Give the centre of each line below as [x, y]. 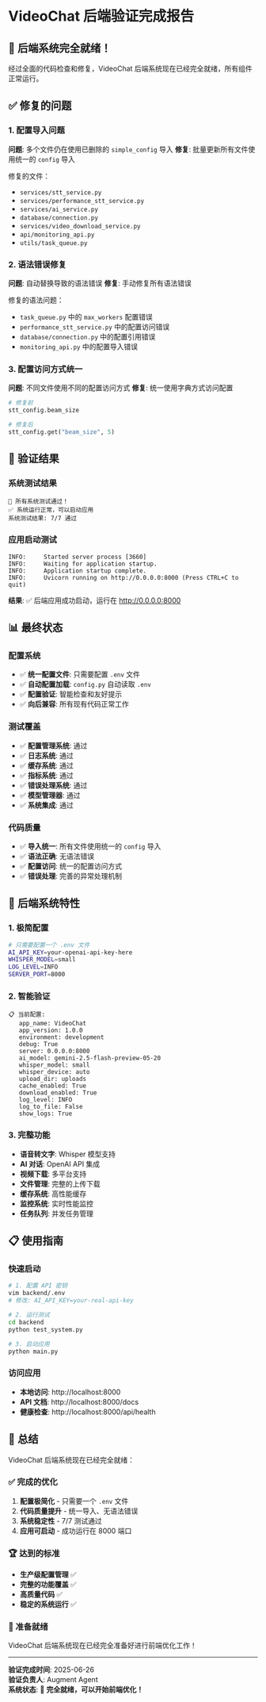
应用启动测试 [33, 540]
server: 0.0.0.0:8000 [54, 1052]
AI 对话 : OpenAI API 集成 [60, 1163]
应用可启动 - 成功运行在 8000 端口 [76, 1531]
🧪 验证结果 [34, 459]
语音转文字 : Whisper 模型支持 [68, 1154]
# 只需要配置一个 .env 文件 [49, 945]
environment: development [61, 1037]
